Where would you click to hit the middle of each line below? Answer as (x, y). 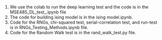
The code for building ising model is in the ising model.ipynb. (71, 17)
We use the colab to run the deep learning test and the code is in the (79, 7)
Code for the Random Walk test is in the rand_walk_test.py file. (73, 33)
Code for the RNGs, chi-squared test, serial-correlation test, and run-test (83, 22)
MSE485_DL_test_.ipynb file (38, 12)
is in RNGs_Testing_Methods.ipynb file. (49, 27)
